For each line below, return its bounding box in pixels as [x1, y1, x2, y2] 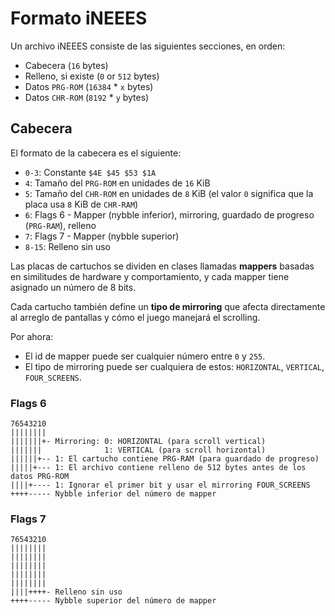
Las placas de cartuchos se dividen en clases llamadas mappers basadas [10, 260, 315, 272]
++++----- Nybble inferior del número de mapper [10, 489, 217, 499]
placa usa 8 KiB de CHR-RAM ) [24, 198, 139, 210]
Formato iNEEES [10, 7, 148, 30]
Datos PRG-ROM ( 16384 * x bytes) [24, 80, 154, 92]
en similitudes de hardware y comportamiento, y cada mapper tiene [10, 270, 290, 282]
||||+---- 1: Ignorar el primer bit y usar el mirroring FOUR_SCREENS [10, 480, 311, 491]
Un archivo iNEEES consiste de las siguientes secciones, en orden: [10, 40, 286, 52]
